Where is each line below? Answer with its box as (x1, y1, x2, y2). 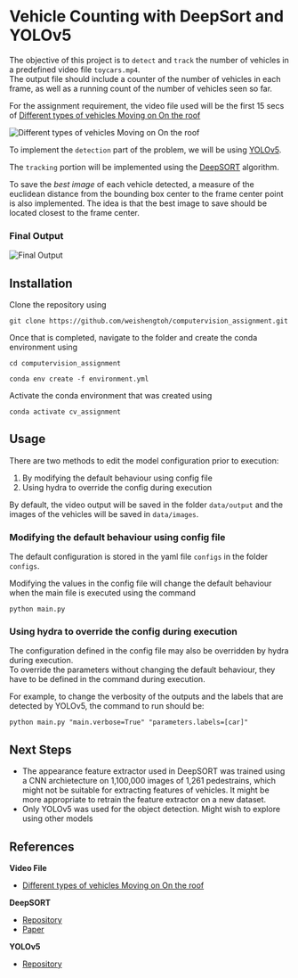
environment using (9, 341, 78, 353)
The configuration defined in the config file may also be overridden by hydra (9, 645, 289, 656)
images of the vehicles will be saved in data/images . (9, 508, 199, 519)
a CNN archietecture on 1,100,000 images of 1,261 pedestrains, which (21, 776, 277, 786)
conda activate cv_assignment (9, 407, 122, 416)
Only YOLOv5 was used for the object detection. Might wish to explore (21, 804, 281, 815)
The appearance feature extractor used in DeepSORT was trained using (21, 766, 286, 777)
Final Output (9, 229, 64, 242)
